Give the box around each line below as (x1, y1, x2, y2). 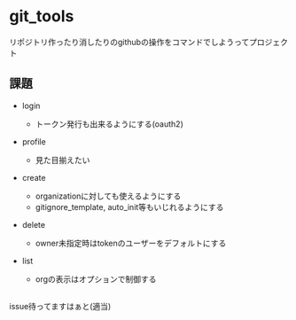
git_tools (9, 6, 74, 27)
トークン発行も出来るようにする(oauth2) (35, 118, 184, 129)
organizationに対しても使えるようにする (35, 191, 182, 201)
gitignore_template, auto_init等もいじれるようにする (35, 201, 224, 212)
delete (21, 219, 46, 230)
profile (21, 136, 46, 147)
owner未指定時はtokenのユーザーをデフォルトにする (35, 238, 227, 248)
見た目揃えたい (35, 154, 90, 165)
